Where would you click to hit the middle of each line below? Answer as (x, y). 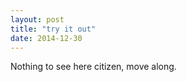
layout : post (37, 19)
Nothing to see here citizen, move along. (93, 67)
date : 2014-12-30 (46, 38)
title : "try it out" (53, 29)
